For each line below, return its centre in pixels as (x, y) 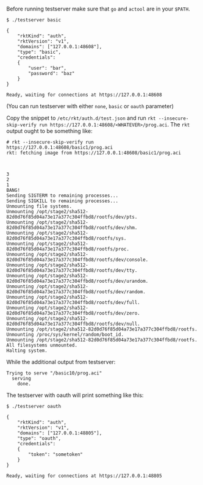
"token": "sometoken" (56, 454)
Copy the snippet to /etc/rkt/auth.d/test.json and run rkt (81, 118)
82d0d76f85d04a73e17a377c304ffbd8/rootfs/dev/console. (77, 260)
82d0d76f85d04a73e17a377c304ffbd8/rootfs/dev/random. (76, 292)
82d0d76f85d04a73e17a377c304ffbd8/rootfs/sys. (66, 238)
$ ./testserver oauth (34, 406)
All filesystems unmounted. (42, 345)
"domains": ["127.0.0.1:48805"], (60, 433)
